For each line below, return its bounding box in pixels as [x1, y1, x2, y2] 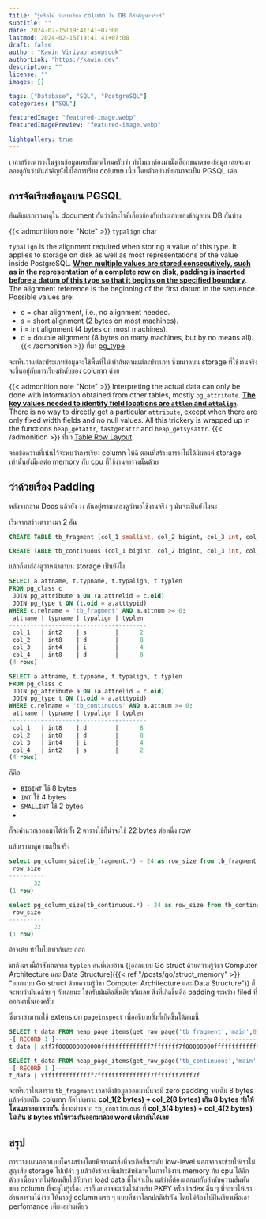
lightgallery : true [9, 135, 73, 143]
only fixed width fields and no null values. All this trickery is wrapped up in [9, 415, 251, 424]
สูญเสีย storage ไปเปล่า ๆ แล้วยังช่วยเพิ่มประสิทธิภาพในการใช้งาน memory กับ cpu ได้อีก [9, 1166, 249, 1175]
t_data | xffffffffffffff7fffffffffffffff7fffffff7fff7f [9, 1072, 200, 1080]
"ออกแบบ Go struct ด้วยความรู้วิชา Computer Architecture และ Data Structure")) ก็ [9, 978, 256, 988]
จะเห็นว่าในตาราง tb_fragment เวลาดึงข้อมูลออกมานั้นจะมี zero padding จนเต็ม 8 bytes [9, 1086, 254, 1096]
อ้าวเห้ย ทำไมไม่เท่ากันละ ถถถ [9, 945, 86, 954]
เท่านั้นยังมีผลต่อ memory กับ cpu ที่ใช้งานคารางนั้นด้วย [9, 457, 159, 466]
